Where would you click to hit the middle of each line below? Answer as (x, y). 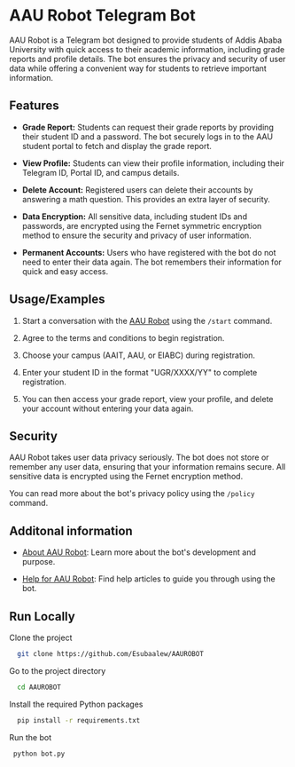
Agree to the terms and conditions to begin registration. (123, 337)
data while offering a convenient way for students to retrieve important (138, 68)
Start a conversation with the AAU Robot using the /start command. (147, 320)
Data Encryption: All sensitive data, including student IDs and (135, 216)
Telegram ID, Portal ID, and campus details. (101, 172)
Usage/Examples (57, 300)
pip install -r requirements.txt (79, 720)
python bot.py (39, 754)
